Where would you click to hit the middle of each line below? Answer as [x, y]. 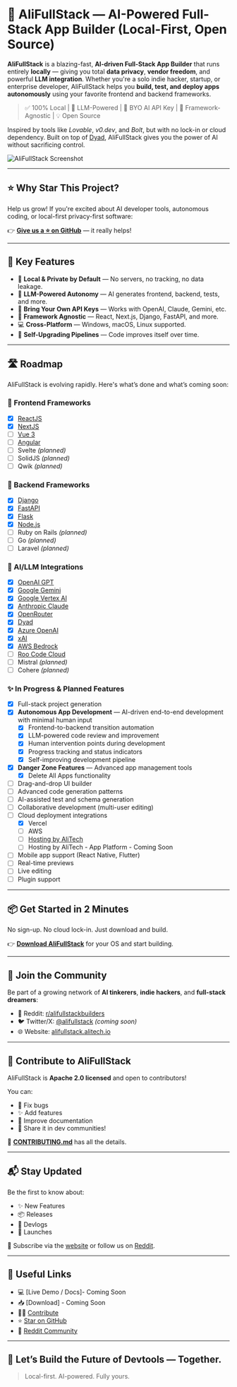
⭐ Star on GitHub [42, 1321]
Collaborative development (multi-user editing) [85, 807]
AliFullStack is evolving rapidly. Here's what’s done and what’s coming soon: [118, 385]
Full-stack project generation [60, 704]
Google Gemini [39, 590]
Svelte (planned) [42, 450]
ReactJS [30, 418]
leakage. [30, 286]
